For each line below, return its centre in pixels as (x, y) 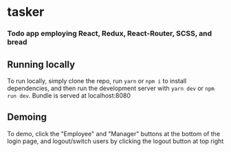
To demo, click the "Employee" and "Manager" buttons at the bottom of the (114, 133)
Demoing (27, 117)
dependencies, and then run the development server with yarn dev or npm (111, 88)
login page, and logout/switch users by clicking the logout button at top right (115, 141)
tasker (26, 12)
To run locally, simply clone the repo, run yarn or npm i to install (97, 80)
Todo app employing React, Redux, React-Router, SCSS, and (110, 34)
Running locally (41, 64)
